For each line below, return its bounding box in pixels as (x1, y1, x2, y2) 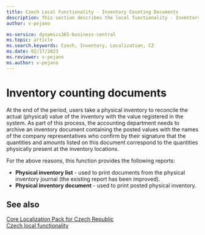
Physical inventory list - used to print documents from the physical (15, 168, 185, 176)
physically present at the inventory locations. (6, 145, 119, 153)
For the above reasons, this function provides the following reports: (6, 157, 176, 164)
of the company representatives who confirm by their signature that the (6, 132, 186, 139)
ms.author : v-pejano (6, 59, 59, 66)
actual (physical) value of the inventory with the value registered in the (6, 112, 184, 120)
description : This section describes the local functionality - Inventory (6, 15, 201, 21)
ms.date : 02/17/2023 (6, 48, 59, 55)
